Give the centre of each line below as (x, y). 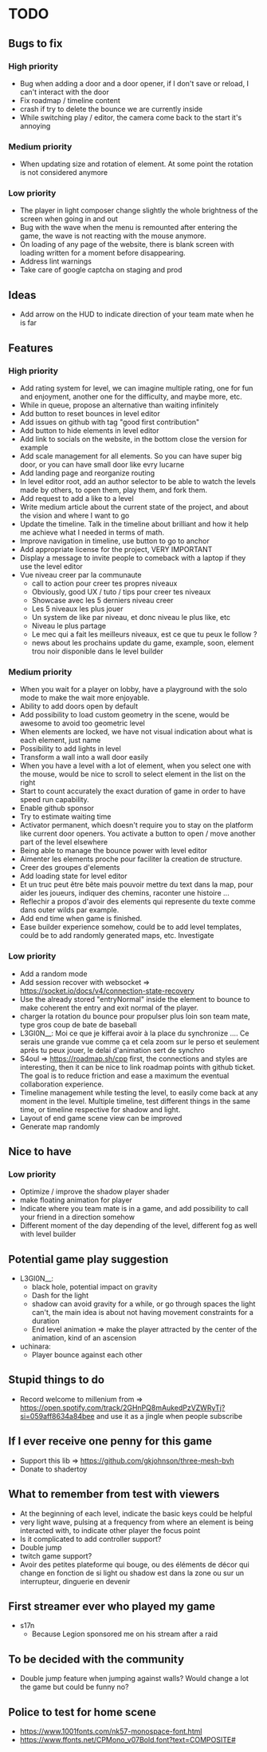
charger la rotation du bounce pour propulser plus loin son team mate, (135, 1016)
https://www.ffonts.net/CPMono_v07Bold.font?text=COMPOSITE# (128, 1739)
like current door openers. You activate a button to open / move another (137, 834)
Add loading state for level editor (73, 876)
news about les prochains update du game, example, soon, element (143, 642)
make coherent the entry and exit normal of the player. (109, 1007)
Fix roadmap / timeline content (70, 100)
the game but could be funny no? (74, 1687)
